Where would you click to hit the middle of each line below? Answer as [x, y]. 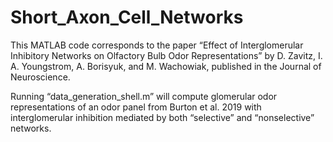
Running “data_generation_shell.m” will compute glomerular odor [144, 96]
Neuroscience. [40, 77]
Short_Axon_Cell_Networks [127, 17]
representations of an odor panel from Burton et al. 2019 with [136, 107]
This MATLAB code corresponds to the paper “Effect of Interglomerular [157, 45]
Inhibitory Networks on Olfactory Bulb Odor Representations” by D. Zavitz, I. [166, 55]
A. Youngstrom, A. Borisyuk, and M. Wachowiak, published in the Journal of [166, 66]
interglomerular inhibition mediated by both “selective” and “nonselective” [162, 117]
